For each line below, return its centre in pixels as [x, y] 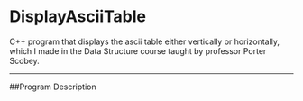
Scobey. [25, 60]
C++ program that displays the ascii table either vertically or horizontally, [145, 41]
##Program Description [53, 87]
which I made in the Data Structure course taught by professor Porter [138, 50]
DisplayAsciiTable [78, 17]
